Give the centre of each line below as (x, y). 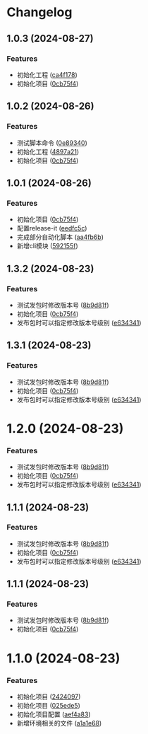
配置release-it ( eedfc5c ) (52, 228)
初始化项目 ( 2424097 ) (49, 697)
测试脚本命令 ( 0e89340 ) (52, 143)
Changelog (39, 12)
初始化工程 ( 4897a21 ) (48, 151)
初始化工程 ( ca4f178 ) (47, 74)
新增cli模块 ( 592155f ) (47, 246)
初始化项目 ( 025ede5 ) (48, 705)
